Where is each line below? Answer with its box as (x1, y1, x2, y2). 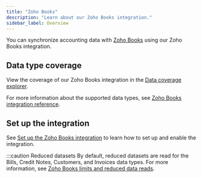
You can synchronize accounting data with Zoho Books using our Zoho (6, 37, 183, 44)
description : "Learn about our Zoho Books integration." (6, 14, 153, 20)
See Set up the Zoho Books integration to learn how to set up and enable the (6, 134, 197, 141)
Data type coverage (6, 60, 82, 70)
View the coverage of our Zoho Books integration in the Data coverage (6, 76, 182, 84)
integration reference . (6, 100, 60, 108)
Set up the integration (6, 118, 90, 128)
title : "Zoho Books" (6, 8, 58, 15)
